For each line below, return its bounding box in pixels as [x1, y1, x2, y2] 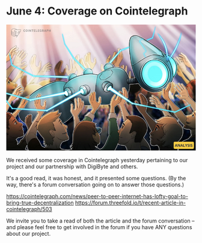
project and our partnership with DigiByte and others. [6, 163, 138, 170]
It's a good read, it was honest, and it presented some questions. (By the [6, 174, 186, 181]
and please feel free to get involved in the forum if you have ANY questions [6, 223, 192, 230]
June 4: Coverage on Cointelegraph [6, 4, 188, 18]
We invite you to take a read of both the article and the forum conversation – [6, 217, 195, 224]
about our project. [6, 230, 51, 237]
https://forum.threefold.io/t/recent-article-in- [75, 199, 186, 206]
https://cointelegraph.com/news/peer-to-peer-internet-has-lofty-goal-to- [6, 192, 188, 200]
